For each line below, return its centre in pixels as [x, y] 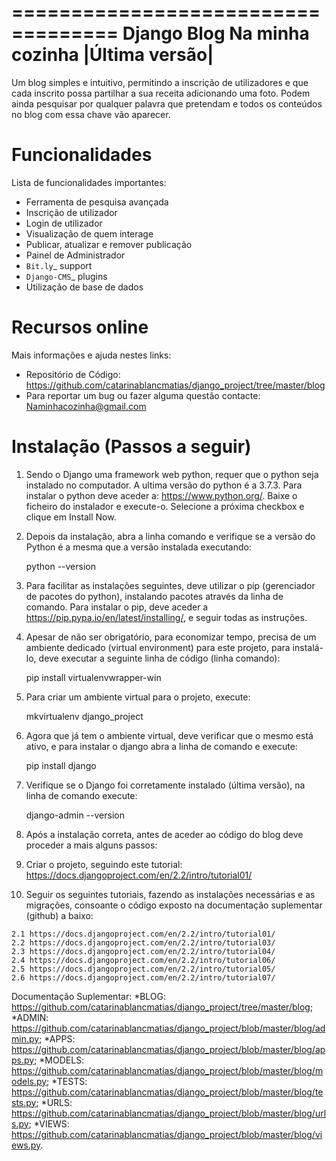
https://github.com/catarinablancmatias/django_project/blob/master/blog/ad [168, 1028]
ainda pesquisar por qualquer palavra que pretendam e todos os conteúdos [167, 103]
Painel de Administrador [75, 255]
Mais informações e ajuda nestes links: [91, 355]
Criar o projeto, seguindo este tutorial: [104, 864]
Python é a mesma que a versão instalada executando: [138, 547]
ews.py [26, 1145]
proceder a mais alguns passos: [91, 845]
